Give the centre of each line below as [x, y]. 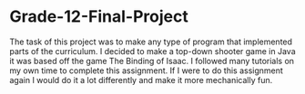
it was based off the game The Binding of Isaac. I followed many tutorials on [152, 61]
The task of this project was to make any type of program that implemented [151, 42]
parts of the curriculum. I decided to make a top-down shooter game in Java [152, 51]
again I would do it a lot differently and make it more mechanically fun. [141, 80]
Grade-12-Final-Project [99, 17]
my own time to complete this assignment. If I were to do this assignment [147, 70]
